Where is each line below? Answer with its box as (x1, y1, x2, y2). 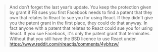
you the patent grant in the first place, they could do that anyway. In (9, 20, 148, 26)
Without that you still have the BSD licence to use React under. (9, 36, 137, 42)
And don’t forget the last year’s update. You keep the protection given (9, 4, 152, 10)
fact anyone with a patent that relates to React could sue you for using (9, 25, 153, 31)
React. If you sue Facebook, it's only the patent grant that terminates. (9, 31, 151, 36)
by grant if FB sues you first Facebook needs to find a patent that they (9, 9, 153, 15)
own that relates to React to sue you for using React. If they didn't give (9, 15, 153, 20)
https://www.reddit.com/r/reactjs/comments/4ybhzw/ (9, 41, 119, 47)
